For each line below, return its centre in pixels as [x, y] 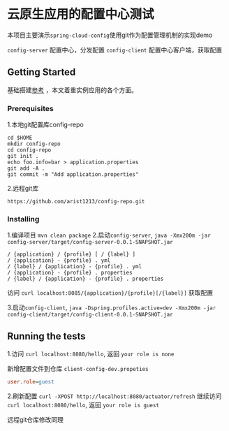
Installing [23, 219]
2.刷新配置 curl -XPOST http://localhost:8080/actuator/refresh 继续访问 [114, 396]
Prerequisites [30, 108]
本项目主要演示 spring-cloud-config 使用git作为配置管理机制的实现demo [110, 35]
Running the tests [46, 336]
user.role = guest [31, 382]
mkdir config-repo [34, 144]
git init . [23, 156]
